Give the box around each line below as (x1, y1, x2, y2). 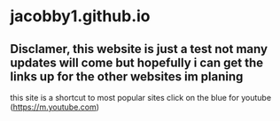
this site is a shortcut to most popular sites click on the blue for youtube (10, 93, 272, 102)
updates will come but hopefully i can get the (10, 55, 264, 70)
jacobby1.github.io (10, 6, 151, 26)
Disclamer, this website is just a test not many (10, 42, 268, 57)
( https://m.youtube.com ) (10, 102, 100, 112)
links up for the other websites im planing (10, 69, 244, 84)
